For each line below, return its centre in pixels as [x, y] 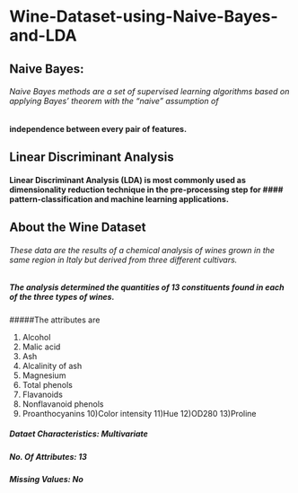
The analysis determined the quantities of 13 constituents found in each [147, 287]
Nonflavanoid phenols [63, 404]
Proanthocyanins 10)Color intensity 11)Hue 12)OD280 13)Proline [139, 413]
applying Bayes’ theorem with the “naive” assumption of [114, 101]
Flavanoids [42, 394]
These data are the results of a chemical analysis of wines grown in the [142, 250]
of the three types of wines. [62, 297]
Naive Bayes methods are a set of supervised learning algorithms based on [149, 92]
